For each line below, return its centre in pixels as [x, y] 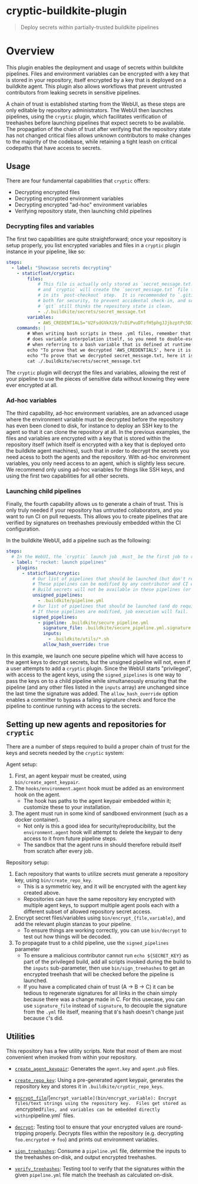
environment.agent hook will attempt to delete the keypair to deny [103, 832]
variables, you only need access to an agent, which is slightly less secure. [96, 463]
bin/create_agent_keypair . [47, 782]
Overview [30, 51]
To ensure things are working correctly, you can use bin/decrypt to [105, 930]
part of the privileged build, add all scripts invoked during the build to [107, 961]
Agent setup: [22, 764]
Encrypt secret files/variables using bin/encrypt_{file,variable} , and [100, 918]
